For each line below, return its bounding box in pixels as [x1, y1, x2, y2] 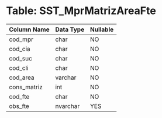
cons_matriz [9, 83, 43, 91]
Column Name [9, 25, 50, 33]
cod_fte [9, 92, 30, 100]
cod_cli [9, 63, 29, 72]
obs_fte [9, 102, 29, 110]
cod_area [9, 73, 35, 82]
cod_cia [9, 45, 30, 53]
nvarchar [55, 102, 80, 110]
